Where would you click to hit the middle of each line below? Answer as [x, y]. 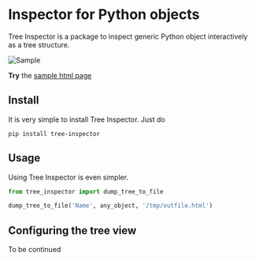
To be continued [35, 250]
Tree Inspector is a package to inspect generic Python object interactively [128, 36]
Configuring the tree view [72, 230]
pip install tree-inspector [54, 134]
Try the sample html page [50, 75]
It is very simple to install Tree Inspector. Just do [87, 119]
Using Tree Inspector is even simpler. [68, 177]
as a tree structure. [39, 44]
